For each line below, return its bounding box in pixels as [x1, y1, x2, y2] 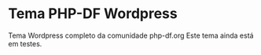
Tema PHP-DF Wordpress [8, 5, 178, 23]
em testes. [8, 38, 42, 48]
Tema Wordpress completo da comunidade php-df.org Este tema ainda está [8, 31, 254, 40]
